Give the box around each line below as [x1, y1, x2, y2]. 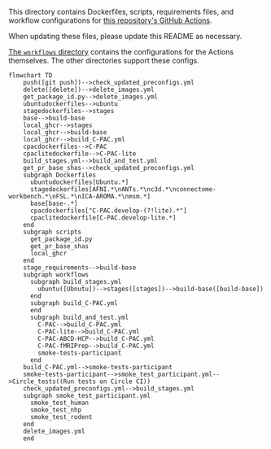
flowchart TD [8, 72, 53, 80]
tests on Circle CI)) [77, 377, 151, 386]
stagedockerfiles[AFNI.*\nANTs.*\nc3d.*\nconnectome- [29, 185, 217, 194]
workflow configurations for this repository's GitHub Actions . [8, 15, 213, 25]
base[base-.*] [29, 199, 79, 207]
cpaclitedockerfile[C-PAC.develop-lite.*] [29, 214, 177, 222]
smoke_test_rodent [29, 413, 93, 421]
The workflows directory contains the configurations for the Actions [8, 47, 234, 56]
